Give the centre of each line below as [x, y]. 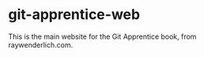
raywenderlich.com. [41, 44]
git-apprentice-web [74, 15]
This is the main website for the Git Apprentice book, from [102, 36]
